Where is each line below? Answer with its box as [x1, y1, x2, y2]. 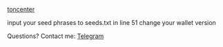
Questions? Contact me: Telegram [7, 32, 104, 40]
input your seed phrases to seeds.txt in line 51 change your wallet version [7, 19, 216, 26]
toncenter [7, 6, 35, 13]
